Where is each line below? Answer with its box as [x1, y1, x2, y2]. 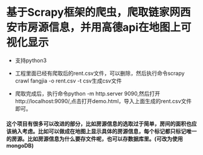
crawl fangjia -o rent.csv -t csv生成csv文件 [14, 77, 122, 84]
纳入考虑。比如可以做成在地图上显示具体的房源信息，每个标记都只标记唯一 [11, 127, 197, 134]
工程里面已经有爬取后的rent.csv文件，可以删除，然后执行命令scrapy [14, 69, 185, 77]
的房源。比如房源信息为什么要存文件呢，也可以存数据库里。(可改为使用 [6, 135, 183, 142]
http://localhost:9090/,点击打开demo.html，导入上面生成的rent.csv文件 [14, 97, 192, 104]
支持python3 [14, 57, 47, 64]
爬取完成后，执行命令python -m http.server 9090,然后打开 [14, 90, 161, 97]
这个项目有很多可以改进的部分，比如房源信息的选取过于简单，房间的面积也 [6, 120, 192, 127]
